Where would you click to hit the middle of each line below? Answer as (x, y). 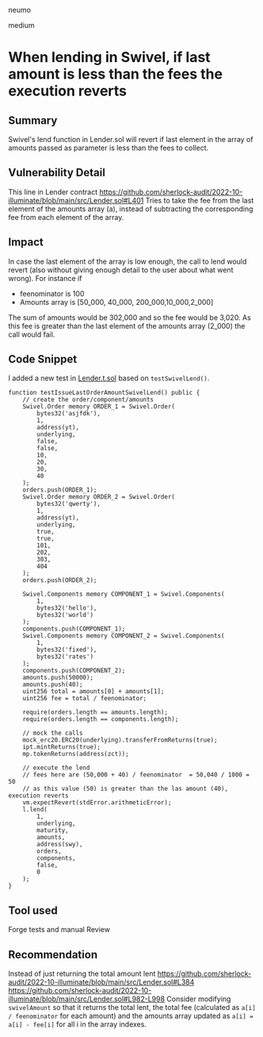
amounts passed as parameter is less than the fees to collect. (109, 148)
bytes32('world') (65, 615)
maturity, (53, 831)
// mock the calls (53, 733)
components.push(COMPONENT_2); (74, 671)
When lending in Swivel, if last (110, 58)
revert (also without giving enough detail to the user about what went (121, 270)
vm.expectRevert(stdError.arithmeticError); (97, 803)
